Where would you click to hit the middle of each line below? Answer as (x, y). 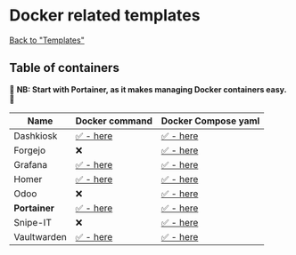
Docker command (114, 121)
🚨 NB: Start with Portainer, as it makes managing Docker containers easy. (148, 89)
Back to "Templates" (47, 40)
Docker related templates (105, 16)
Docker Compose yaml (210, 121)
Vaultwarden (40, 236)
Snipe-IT (33, 222)
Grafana (31, 164)
